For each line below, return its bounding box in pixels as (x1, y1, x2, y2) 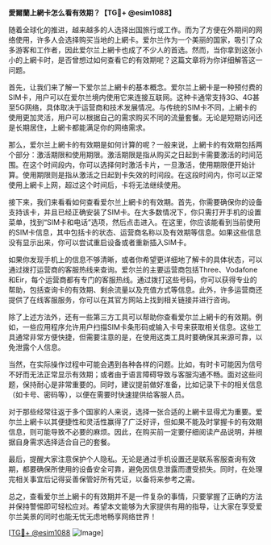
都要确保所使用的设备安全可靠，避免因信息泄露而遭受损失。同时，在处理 (22, 464, 263, 474)
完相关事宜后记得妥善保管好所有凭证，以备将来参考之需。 (8, 475, 199, 484)
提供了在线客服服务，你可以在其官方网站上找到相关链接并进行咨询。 (8, 295, 235, 305)
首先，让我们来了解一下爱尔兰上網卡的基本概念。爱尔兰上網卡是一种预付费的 (8, 82, 263, 92)
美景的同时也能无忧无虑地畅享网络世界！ (22, 512, 157, 521)
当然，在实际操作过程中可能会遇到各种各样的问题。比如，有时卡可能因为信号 (8, 360, 263, 369)
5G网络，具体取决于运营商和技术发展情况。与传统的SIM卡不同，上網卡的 (15, 102, 257, 112)
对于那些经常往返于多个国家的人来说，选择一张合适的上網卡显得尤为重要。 (8, 407, 256, 416)
